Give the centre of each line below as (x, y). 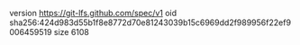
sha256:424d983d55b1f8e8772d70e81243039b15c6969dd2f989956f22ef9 (150, 22)
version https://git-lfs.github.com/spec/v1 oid (93, 13)
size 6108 (72, 32)
